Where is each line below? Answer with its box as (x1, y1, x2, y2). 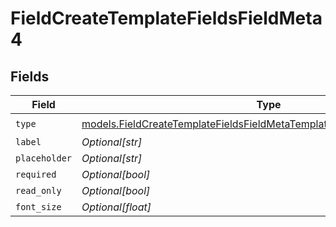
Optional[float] (81, 200, 152, 214)
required (15, 169, 57, 180)
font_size (15, 202, 62, 212)
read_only (15, 185, 62, 196)
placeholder (15, 153, 73, 164)
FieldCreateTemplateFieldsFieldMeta (10, 7, 323, 30)
